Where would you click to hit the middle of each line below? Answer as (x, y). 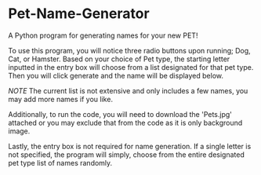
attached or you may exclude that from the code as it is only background (125, 122)
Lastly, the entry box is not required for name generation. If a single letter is (130, 146)
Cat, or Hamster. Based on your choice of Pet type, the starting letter (119, 59)
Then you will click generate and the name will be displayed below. (116, 75)
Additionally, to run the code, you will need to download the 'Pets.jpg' (120, 114)
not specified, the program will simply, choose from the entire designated (127, 155)
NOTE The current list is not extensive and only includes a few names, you (128, 90)
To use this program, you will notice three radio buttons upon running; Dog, (129, 50)
